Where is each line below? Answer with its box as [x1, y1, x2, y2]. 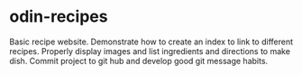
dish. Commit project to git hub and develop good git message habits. [9, 55, 269, 66]
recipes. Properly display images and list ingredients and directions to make [9, 45, 291, 56]
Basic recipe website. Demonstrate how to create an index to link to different [9, 36, 294, 47]
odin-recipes [9, 6, 108, 27]
